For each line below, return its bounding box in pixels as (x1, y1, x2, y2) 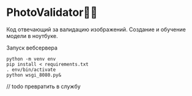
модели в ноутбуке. (6, 32, 58, 39)
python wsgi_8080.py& (6, 72, 62, 78)
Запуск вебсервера (6, 44, 58, 51)
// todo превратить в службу (6, 83, 81, 90)
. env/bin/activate (6, 67, 56, 73)
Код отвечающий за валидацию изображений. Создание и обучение (6, 26, 186, 33)
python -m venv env (6, 56, 56, 62)
